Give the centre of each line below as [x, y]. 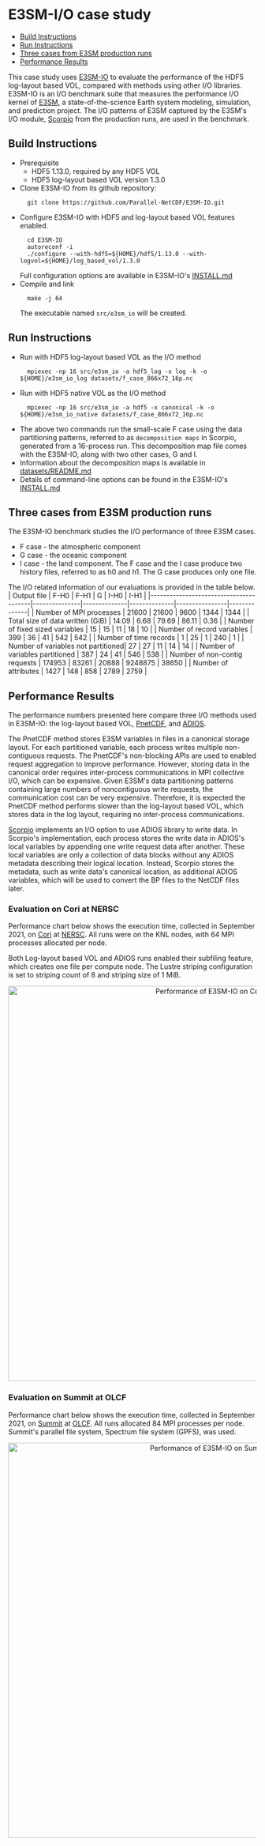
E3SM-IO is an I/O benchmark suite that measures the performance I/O [123, 93]
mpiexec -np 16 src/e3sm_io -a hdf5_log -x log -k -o [117, 371]
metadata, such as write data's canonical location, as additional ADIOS [123, 872]
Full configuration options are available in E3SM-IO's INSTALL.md [126, 275]
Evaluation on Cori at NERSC [64, 909]
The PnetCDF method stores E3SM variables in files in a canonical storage [129, 739]
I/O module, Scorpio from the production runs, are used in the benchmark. [129, 119]
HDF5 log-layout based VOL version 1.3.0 [98, 179]
